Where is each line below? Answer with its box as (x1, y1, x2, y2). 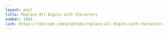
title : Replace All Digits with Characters (5, 12, 98, 17)
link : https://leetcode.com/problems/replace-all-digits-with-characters (5, 21, 163, 26)
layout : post (5, 7, 33, 12)
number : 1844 (5, 16, 33, 21)
